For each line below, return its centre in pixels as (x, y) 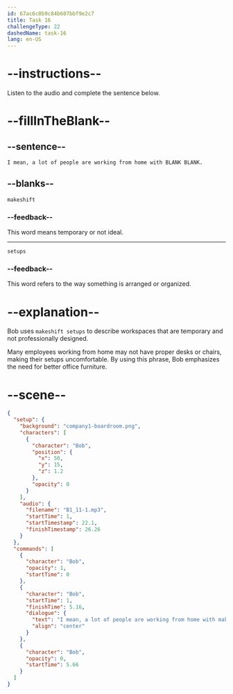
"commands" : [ (34, 549)
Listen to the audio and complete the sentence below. (84, 93)
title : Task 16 (29, 20)
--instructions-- (54, 74)
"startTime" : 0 (48, 575)
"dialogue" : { (46, 613)
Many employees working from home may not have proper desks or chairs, (114, 352)
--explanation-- (53, 312)
